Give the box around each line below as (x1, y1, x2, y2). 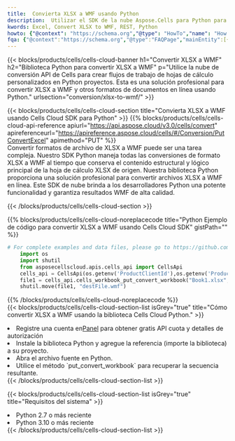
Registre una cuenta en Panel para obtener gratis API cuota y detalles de (16, 324, 224, 333)
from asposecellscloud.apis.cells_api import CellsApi (20, 264, 183, 271)
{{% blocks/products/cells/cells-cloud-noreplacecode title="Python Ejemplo (7, 215, 227, 224)
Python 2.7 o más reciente (16, 411, 92, 419)
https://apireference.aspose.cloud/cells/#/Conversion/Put (58, 129, 225, 137)
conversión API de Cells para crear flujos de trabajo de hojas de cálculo (7, 71, 214, 79)
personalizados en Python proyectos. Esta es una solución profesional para (7, 78, 225, 86)
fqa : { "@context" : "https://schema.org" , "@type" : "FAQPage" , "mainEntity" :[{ (7, 36, 230, 43)
